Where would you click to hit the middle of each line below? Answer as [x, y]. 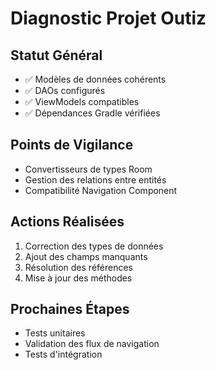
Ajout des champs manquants [86, 256]
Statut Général [56, 55]
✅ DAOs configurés [65, 90]
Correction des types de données [94, 246]
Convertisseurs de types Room [88, 169]
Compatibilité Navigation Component [101, 190]
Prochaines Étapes [70, 309]
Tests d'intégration [63, 354]
